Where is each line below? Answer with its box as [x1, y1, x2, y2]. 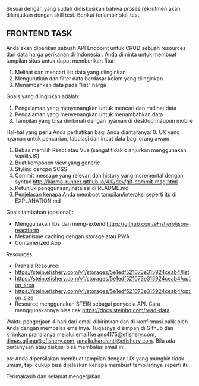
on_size [14, 294, 34, 301]
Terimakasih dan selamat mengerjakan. [6, 372, 102, 380]
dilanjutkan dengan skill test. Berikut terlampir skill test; [6, 11, 141, 18]
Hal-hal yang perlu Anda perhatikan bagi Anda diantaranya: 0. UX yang [6, 128, 180, 136]
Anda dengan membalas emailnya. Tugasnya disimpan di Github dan [6, 324, 174, 331]
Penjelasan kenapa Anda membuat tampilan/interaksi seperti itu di [14, 191, 177, 198]
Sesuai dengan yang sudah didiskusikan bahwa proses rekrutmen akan [6, 5, 181, 12]
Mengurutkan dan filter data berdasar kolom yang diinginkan [14, 74, 163, 82]
